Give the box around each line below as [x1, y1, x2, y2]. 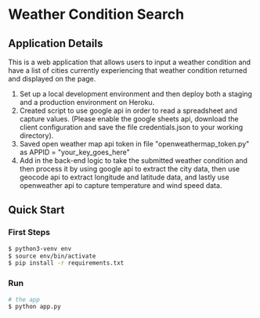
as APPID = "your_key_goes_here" [19, 147, 131, 157]
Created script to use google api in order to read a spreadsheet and [19, 106, 237, 115]
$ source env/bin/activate [8, 252, 96, 260]
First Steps [8, 227, 51, 238]
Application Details [8, 37, 103, 50]
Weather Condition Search [8, 5, 185, 23]
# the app [8, 295, 41, 303]
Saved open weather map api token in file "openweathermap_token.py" [19, 139, 250, 148]
